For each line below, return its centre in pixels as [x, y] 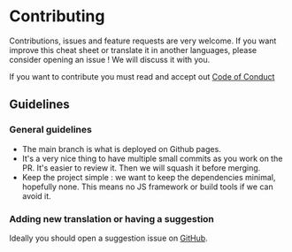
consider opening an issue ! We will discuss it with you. [110, 59]
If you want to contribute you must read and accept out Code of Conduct [142, 76]
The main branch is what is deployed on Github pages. [121, 149]
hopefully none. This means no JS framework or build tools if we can [147, 187]
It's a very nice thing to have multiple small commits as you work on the [152, 158]
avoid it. [36, 195]
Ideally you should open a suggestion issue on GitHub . [108, 238]
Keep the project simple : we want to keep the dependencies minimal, [149, 177]
